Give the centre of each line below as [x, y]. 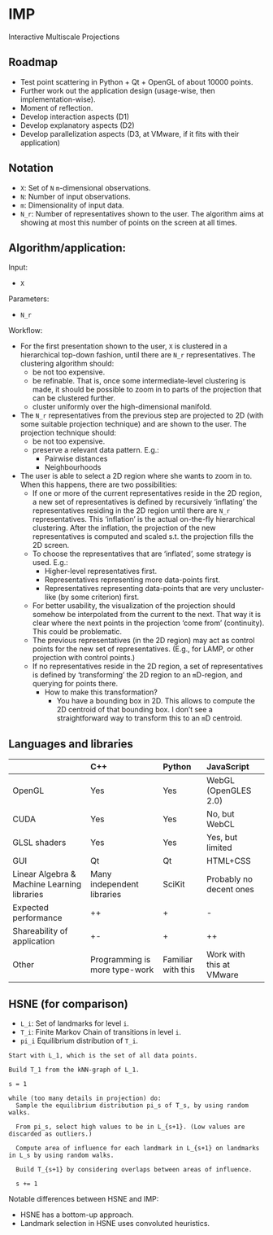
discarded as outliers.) [50, 1134]
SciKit [173, 884]
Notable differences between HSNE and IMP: [84, 1199]
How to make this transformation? [101, 692]
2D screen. [51, 545]
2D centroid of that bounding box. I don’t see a [134, 710]
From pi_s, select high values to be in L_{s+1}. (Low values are [130, 1127]
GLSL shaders [39, 843]
